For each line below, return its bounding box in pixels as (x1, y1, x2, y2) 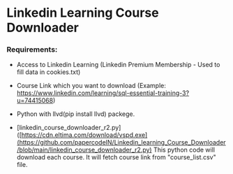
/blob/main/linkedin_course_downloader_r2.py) (16, 145, 152, 154)
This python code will (153, 145, 216, 154)
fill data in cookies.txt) (16, 68, 81, 76)
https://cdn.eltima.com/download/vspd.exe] (21, 131, 148, 139)
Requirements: (6, 45, 58, 55)
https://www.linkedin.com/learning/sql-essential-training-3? (16, 89, 190, 97)
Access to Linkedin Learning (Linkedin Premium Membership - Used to (16, 61, 220, 69)
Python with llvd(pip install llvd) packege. (16, 110, 135, 118)
